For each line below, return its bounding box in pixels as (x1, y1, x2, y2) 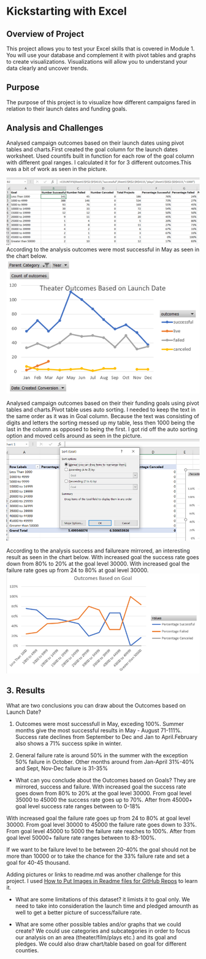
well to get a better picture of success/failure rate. (15, 909, 142, 916)
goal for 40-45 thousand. (6, 858, 71, 866)
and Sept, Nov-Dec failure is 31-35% (15, 765, 109, 772)
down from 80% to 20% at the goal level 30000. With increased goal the (6, 560, 190, 567)
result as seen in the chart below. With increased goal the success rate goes (6, 553, 199, 560)
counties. (15, 946, 39, 954)
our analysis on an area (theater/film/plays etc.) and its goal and (15, 933, 177, 941)
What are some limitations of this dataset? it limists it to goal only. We (15, 895, 190, 903)
